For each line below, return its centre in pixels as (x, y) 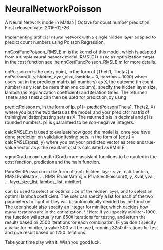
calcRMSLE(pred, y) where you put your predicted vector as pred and (75, 142)
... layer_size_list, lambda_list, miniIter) (43, 182)
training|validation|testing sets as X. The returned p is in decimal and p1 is (79, 117)
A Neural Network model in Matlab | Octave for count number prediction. (78, 22)
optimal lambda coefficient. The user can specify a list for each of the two (79, 196)
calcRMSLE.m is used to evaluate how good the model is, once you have (78, 132)
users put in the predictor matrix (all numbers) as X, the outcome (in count (79, 82)
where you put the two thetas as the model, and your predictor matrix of (77, 112)
